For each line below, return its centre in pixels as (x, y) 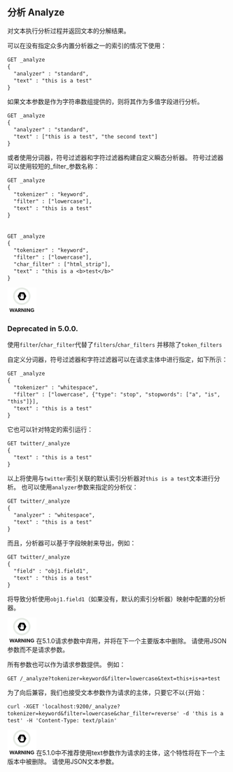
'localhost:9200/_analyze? (81, 707)
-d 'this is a (203, 714)
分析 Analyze (36, 13)
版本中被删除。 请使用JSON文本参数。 (63, 762)
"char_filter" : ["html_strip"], (62, 264)
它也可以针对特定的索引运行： (50, 429)
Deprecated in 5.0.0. (43, 329)
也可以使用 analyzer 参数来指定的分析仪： (79, 487)
